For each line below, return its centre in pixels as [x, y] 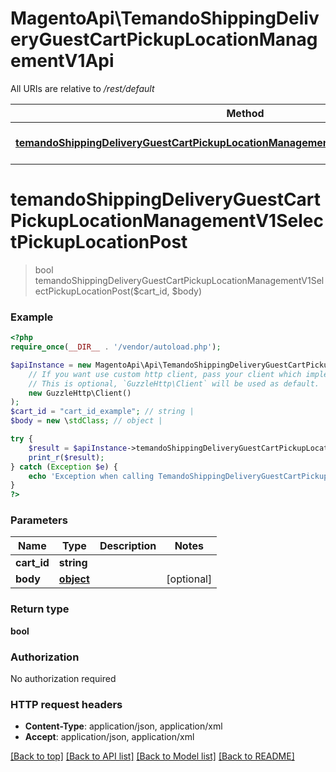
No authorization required [63, 679]
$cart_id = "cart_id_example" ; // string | [102, 412]
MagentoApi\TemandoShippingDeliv [165, 18]
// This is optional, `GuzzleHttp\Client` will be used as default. [174, 383]
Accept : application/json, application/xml [109, 737]
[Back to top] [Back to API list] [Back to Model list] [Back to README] [152, 756]
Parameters [39, 520]
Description [128, 546]
